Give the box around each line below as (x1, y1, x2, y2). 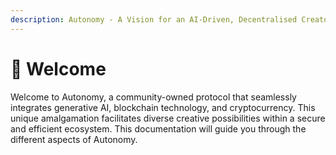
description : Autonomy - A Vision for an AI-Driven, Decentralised (10, 14, 298, 25)
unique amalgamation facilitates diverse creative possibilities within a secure (10, 112, 326, 124)
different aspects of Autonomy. (10, 133, 138, 145)
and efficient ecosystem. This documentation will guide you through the (10, 122, 307, 135)
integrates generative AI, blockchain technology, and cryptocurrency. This (10, 101, 316, 113)
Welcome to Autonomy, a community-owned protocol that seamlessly (10, 91, 297, 103)
